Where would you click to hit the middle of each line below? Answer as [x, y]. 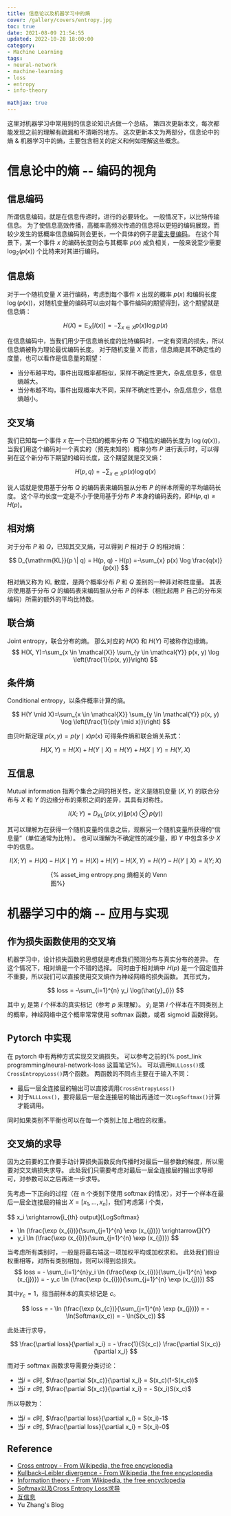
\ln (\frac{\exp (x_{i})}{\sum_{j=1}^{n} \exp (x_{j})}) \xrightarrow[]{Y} [114, 1231]
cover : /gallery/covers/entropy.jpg [59, 20]
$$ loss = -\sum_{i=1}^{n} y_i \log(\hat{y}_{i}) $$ [115, 990]
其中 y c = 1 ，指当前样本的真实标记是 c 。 [63, 1294]
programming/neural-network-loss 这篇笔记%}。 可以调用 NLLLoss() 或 [106, 1065]
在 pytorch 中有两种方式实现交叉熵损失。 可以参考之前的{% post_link [104, 1056]
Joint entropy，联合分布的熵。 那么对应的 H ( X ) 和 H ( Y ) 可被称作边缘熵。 [109, 641]
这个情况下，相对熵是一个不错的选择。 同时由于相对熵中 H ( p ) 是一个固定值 [112, 968]
